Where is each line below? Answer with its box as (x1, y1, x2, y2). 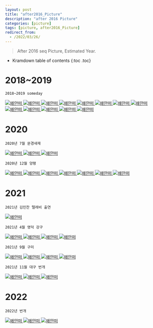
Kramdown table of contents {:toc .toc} (12, 57, 91, 63)
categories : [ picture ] (5, 21, 51, 26)
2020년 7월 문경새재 (5, 141, 41, 146)
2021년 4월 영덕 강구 (5, 224, 43, 230)
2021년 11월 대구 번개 (5, 265, 46, 270)
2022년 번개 (5, 308, 26, 313)
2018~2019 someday (5, 91, 43, 96)
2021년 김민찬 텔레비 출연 (5, 205, 51, 210)
